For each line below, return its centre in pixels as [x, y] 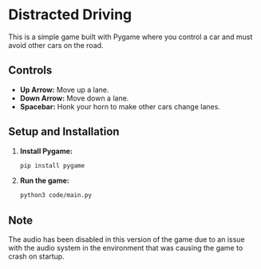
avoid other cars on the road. [56, 45]
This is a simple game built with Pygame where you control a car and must [130, 37]
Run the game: [45, 180]
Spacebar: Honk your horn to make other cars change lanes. [120, 106]
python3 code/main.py [55, 196]
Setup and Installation [64, 132]
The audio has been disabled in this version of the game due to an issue [127, 239]
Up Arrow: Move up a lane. [64, 89]
